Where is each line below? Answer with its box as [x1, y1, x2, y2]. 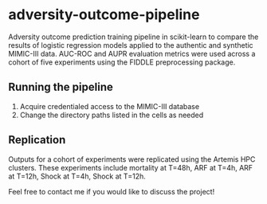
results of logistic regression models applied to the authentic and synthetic [8, 40, 253, 49]
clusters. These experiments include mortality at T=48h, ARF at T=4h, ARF [8, 163, 253, 172]
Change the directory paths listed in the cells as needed [19, 110, 204, 120]
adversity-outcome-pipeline [8, 6, 200, 24]
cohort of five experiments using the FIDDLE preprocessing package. [8, 57, 236, 67]
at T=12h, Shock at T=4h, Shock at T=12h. [8, 171, 146, 181]
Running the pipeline [8, 80, 113, 94]
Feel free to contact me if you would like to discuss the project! [8, 186, 215, 196]
